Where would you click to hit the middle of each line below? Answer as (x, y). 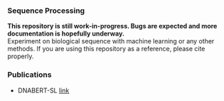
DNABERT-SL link (43, 90)
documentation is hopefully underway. (66, 33)
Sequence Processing (46, 11)
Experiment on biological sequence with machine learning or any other (111, 41)
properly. (21, 56)
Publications (30, 75)
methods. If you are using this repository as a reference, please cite (106, 49)
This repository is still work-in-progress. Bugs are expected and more (112, 26)
